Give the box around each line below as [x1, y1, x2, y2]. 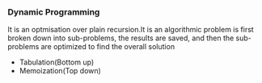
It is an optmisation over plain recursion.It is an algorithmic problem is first [7, 25, 254, 35]
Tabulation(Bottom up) [19, 57, 95, 67]
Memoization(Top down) [19, 66, 102, 76]
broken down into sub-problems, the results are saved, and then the [7, 33, 235, 43]
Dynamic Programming [7, 6, 100, 18]
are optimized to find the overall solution [40, 42, 175, 52]
